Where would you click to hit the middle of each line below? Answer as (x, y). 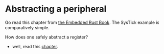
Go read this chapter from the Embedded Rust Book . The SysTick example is (82, 22)
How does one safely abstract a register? (47, 37)
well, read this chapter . (35, 46)
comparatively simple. (27, 27)
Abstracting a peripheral (56, 9)
